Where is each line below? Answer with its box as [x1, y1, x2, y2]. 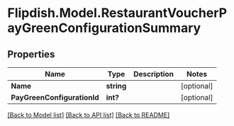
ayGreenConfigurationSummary [7, 20, 201, 36]
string [106, 81, 127, 91]
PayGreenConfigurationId [11, 93, 99, 102]
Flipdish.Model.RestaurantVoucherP [7, 5, 228, 21]
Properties [7, 48, 55, 60]
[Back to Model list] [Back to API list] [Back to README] [7, 111, 170, 119]
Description [133, 69, 174, 79]
